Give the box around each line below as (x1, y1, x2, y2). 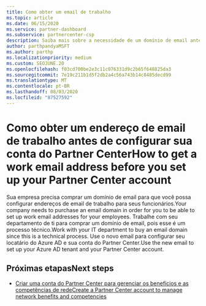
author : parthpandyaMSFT (6, 44, 70, 50)
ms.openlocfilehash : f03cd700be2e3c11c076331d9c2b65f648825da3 (6, 66, 172, 72)
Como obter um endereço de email (6, 121, 186, 135)
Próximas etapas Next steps (6, 263, 114, 273)
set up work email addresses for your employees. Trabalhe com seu (6, 213, 178, 220)
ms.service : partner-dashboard (6, 26, 86, 33)
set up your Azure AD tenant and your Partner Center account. (6, 245, 164, 253)
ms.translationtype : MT (6, 77, 67, 83)
